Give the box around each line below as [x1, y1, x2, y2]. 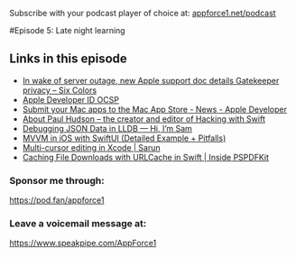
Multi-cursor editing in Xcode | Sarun [22, 142, 161, 152]
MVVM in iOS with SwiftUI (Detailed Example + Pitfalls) [22, 133, 227, 143]
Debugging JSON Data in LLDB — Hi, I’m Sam [22, 123, 192, 133]
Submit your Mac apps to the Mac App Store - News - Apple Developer [22, 104, 287, 115]
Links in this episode [9, 51, 128, 67]
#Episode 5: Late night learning [9, 25, 125, 35]
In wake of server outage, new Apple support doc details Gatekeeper [22, 75, 280, 86]
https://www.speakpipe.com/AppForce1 [9, 238, 157, 249]
